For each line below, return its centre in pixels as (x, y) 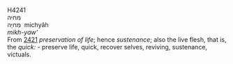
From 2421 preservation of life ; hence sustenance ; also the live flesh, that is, (117, 40)
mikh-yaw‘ (23, 32)
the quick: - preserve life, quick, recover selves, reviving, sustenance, (107, 47)
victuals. (19, 54)
